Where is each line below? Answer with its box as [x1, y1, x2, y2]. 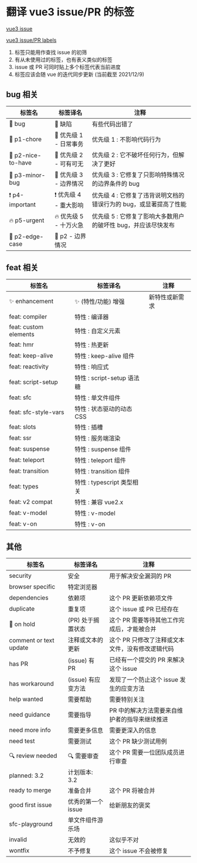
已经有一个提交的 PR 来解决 [109, 656, 185, 664]
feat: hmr [9, 340, 34, 349]
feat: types [9, 482, 39, 490]
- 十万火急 [55, 221, 84, 229]
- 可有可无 [55, 159, 84, 168]
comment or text [9, 636, 55, 644]
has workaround [9, 680, 54, 688]
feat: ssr [9, 433, 32, 441]
